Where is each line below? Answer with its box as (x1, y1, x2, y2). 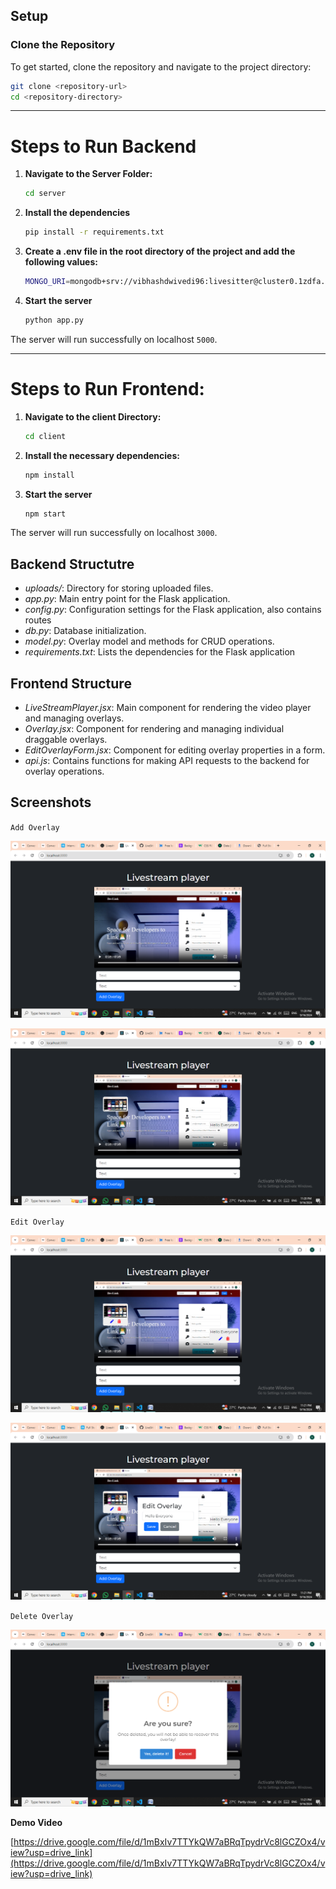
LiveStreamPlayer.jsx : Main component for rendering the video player (24, 702, 312, 714)
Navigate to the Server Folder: (24, 168, 153, 180)
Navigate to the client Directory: (24, 410, 162, 423)
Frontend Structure (10, 675, 132, 692)
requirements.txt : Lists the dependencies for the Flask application (24, 646, 296, 658)
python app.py (24, 315, 84, 325)
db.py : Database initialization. (24, 625, 147, 637)
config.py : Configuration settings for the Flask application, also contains (24, 604, 322, 616)
